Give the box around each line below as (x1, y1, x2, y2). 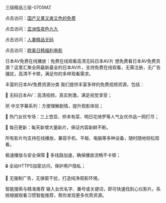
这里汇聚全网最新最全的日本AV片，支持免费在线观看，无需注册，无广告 (14, 65, 161, 70)
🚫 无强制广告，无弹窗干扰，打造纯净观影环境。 (5, 175, 102, 181)
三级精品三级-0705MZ (5, 5, 51, 10)
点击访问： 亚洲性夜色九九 (5, 26, 58, 32)
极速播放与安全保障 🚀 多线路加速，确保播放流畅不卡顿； (5, 152, 121, 158)
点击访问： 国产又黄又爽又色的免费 (5, 15, 76, 21)
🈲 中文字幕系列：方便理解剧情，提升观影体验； (5, 103, 104, 109)
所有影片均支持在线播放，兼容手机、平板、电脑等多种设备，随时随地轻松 (5, 135, 155, 141)
